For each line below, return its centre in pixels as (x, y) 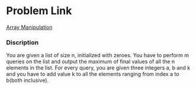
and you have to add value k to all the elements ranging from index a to (93, 74)
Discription (23, 42)
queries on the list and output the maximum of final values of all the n (91, 62)
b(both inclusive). (28, 80)
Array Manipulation (29, 27)
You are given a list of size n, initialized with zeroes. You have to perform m (98, 55)
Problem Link (39, 11)
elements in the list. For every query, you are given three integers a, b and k (98, 68)
